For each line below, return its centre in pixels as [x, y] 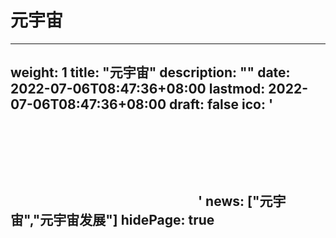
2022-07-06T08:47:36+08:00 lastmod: [138, 89]
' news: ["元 [235, 201]
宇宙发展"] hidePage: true [134, 220]
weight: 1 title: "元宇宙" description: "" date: [150, 72]
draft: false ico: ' [221, 104]
